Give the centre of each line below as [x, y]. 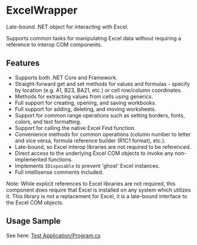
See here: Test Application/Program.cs [53, 236]
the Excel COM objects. [35, 202]
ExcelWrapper [42, 10]
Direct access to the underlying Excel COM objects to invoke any [94, 153]
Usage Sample [34, 221]
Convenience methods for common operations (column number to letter [103, 134]
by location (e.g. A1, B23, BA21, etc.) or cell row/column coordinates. [99, 90]
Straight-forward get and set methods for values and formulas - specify [102, 84]
